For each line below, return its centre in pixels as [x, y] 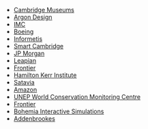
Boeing [24, 31]
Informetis [28, 39]
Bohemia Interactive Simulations [59, 111]
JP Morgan [29, 53]
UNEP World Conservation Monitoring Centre [77, 97]
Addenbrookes [34, 118]
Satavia [24, 82]
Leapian [25, 60]
